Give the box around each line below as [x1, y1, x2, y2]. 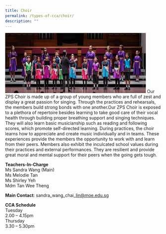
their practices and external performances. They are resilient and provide [5, 147, 155, 153]
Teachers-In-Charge [5, 162, 49, 168]
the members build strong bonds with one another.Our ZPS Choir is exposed [5, 105, 161, 111]
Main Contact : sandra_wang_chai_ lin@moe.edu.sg [5, 192, 109, 199]
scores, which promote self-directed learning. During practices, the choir [5, 125, 155, 131]
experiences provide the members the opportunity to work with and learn [5, 136, 155, 142]
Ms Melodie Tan [5, 172, 38, 178]
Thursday [5, 218, 25, 224]
